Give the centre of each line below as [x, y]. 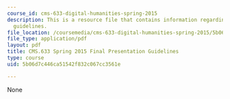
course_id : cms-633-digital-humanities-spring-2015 [82, 13]
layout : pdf [24, 45]
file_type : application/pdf [47, 39]
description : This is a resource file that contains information [102, 20]
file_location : [29, 32]
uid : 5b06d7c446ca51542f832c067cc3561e [64, 64]
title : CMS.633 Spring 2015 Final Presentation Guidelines [93, 52]
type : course [26, 58]
